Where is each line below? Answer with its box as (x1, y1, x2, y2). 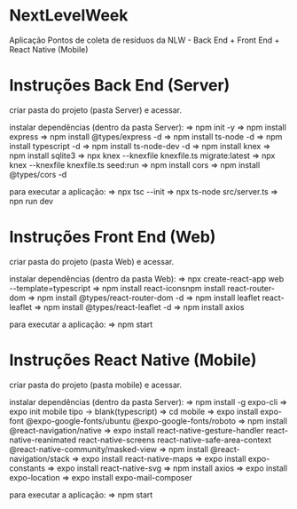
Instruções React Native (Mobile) (9, 350, 257, 370)
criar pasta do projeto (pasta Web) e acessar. (9, 256, 175, 266)
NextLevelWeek (9, 5, 129, 26)
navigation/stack (9, 453, 70, 464)
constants (9, 463, 46, 473)
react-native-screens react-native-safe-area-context (78, 434, 272, 445)
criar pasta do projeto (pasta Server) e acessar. (9, 104, 182, 115)
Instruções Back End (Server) (9, 76, 231, 96)
